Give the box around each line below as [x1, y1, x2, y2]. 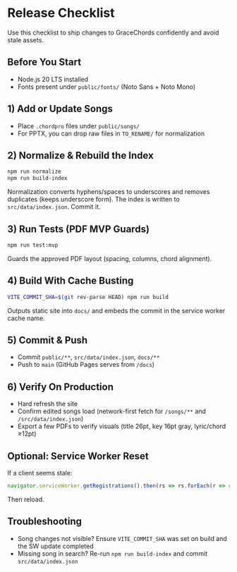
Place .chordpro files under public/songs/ [17, 121, 140, 130]
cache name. [7, 314, 45, 322]
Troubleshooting [7, 516, 83, 528]
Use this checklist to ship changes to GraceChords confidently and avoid [7, 28, 219, 37]
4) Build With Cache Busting [7, 275, 134, 287]
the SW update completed [17, 542, 94, 550]
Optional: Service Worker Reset [7, 450, 150, 462]
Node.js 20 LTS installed [17, 75, 89, 83]
